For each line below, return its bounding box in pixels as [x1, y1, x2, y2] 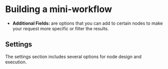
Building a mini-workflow [5, 4, 112, 15]
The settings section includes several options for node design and [5, 53, 142, 59]
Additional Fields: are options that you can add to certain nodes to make [12, 20, 163, 26]
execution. [5, 59, 27, 65]
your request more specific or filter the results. [12, 25, 109, 31]
